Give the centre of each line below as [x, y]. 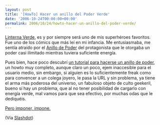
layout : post [18, 10]
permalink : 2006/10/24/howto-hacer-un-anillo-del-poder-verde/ [71, 23]
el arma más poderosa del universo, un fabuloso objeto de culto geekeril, [79, 83]
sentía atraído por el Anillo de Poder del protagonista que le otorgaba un [78, 48]
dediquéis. [16, 99]
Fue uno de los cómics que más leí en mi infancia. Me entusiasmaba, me [78, 43]
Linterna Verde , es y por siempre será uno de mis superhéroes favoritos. [78, 37]
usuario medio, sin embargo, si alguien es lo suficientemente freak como [78, 73]
